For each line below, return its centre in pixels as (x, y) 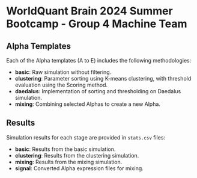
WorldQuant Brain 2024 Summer (89, 11)
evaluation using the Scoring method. (61, 85)
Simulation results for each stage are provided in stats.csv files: (86, 137)
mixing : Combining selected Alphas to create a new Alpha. (88, 104)
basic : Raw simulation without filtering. (63, 72)
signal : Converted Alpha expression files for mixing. (79, 168)
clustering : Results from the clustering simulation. (77, 155)
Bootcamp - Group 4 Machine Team (97, 24)
